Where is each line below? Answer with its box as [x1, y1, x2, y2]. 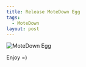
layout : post [6, 25, 40, 32]
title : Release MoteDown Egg [6, 8, 81, 15]
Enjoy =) [6, 54, 27, 61]
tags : [6, 14, 20, 21]
